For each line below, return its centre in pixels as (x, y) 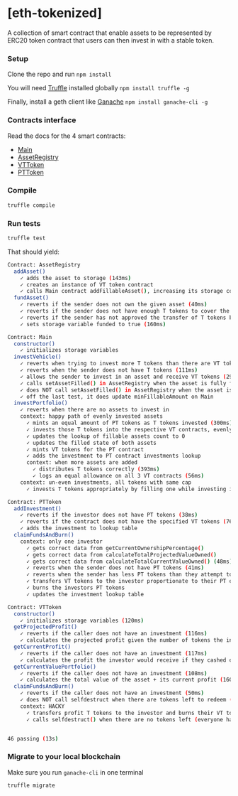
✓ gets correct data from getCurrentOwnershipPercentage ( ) (115, 548)
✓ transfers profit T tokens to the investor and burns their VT (124, 713)
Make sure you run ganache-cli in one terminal (75, 772)
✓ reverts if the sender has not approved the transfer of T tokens (123, 318)
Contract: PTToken (34, 502)
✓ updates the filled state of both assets (91, 443)
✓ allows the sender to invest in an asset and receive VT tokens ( (123, 377)
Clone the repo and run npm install (59, 74)
